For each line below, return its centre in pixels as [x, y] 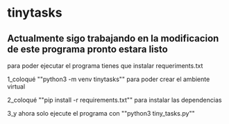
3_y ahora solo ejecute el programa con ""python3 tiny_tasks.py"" [101, 113]
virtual [16, 87]
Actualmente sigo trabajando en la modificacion [113, 38]
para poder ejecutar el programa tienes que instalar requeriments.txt [105, 66]
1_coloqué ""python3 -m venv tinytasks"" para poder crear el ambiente [109, 79]
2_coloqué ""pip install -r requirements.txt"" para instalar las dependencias [114, 100]
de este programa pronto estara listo [87, 49]
